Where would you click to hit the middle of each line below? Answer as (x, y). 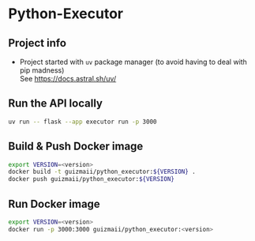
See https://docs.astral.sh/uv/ (68, 79)
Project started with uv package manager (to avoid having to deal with (133, 62)
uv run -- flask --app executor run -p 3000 (82, 122)
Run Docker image (54, 203)
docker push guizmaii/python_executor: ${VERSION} (92, 179)
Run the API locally (55, 104)
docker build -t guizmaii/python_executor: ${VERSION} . (102, 172)
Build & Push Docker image (76, 147)
